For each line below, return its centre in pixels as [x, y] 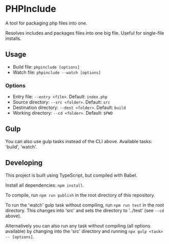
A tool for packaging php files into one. [46, 23]
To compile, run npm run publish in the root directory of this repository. [80, 195]
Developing [24, 163]
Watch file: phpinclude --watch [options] [57, 72]
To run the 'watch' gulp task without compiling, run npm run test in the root [85, 205]
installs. [13, 38]
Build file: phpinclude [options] [46, 66]
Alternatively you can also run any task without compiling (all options [78, 226]
